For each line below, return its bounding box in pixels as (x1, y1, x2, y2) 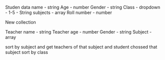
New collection (5, 19, 36, 25)
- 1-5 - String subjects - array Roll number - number (5, 9, 112, 15)
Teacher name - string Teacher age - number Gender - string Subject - (5, 29, 152, 34)
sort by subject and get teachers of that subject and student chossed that (5, 44, 157, 49)
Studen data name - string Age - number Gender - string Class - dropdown (5, 4, 160, 10)
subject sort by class (5, 49, 49, 55)
